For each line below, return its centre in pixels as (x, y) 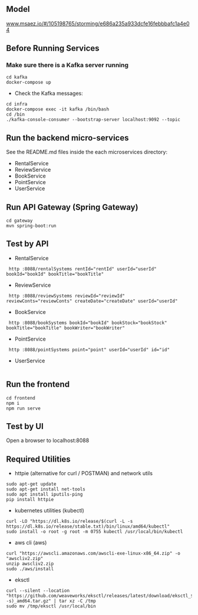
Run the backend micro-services (67, 138)
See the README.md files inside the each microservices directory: (87, 152)
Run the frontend (38, 385)
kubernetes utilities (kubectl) (49, 511)
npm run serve (24, 408)
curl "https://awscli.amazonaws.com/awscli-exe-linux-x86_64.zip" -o (93, 554)
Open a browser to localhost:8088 (48, 440)
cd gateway (19, 220)
